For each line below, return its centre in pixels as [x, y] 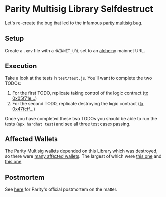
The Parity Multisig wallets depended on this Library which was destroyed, [81, 151]
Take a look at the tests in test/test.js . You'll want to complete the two [79, 78]
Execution [21, 66]
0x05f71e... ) [25, 98]
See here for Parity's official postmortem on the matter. [61, 189]
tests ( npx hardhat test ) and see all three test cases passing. [68, 124]
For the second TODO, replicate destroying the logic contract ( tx [78, 103]
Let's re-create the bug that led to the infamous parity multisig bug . [74, 23]
